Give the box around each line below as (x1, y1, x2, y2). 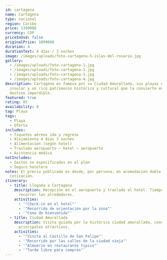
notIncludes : (5, 155, 32, 160)
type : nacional (5, 16, 37, 21)
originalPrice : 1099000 (5, 40, 55, 45)
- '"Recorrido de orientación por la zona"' (18, 206, 112, 211)
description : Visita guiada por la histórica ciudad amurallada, (14, 220, 153, 225)
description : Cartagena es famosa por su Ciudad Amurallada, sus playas (5, 81, 159, 86)
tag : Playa (5, 109, 28, 114)
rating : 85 (5, 100, 28, 105)
